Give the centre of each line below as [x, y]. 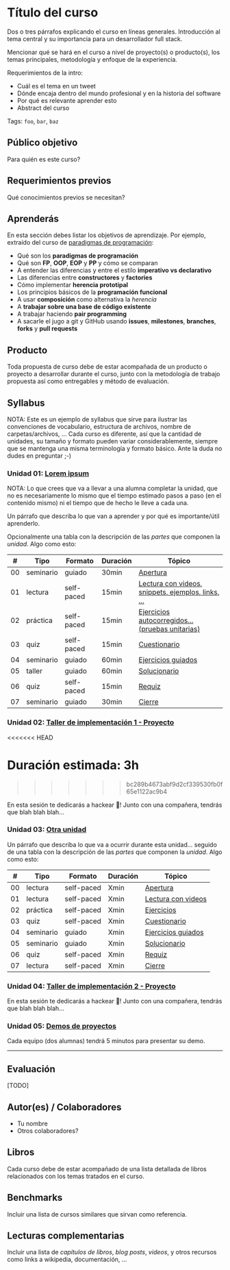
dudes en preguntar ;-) [39, 456]
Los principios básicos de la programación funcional [92, 292]
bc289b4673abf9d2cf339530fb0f [175, 784]
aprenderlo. [23, 524]
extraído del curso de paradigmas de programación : [80, 243]
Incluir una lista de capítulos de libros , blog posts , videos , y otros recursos [112, 1252]
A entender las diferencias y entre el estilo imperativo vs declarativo [114, 270]
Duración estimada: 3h [73, 765]
